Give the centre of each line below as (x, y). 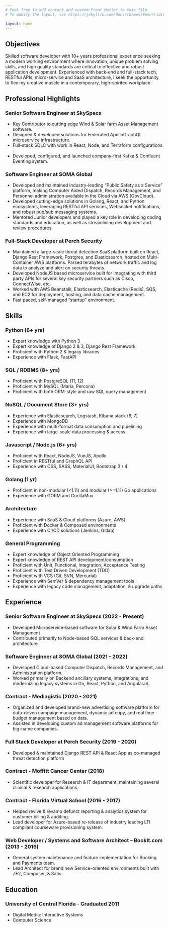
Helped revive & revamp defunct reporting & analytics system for (80, 811)
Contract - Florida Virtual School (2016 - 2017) (63, 800)
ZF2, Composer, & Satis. (37, 874)
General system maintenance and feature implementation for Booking (84, 858)
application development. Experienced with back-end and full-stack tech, (81, 72)
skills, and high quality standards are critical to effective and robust (75, 67)
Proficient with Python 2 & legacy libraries (56, 352)
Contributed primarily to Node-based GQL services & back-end (78, 638)
